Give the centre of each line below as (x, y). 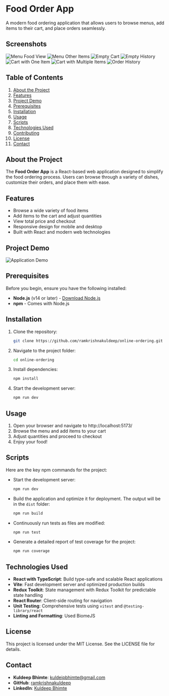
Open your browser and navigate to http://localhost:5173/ (73, 425)
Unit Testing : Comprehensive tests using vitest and (68, 606)
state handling (28, 595)
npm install (26, 379)
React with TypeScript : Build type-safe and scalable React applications (88, 579)
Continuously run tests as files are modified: (59, 523)
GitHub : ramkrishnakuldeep (42, 683)
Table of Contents (35, 78)
